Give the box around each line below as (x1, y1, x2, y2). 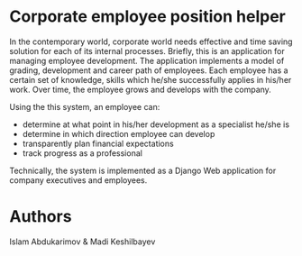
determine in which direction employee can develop (22, 128, 215, 139)
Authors (9, 206, 72, 227)
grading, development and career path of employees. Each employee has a (9, 65, 288, 76)
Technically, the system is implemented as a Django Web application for (9, 165, 277, 176)
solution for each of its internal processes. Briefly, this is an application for (9, 45, 286, 56)
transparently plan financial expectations (22, 138, 174, 149)
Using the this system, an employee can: (9, 101, 160, 112)
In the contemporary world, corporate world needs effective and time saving (9, 36, 293, 47)
